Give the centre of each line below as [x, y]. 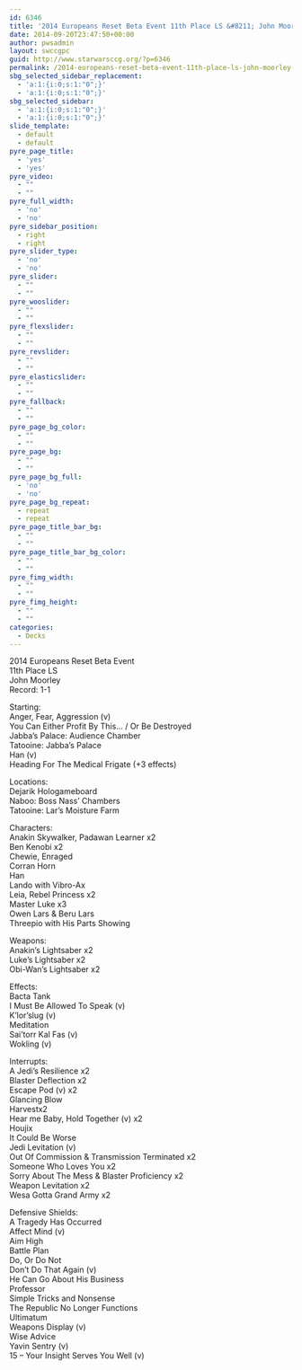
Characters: [31, 828]
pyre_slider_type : [44, 252]
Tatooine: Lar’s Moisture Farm [64, 810]
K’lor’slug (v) [33, 1015]
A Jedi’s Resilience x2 [49, 1071]
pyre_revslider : [40, 351]
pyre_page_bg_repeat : [50, 502]
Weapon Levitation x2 [49, 1186]
